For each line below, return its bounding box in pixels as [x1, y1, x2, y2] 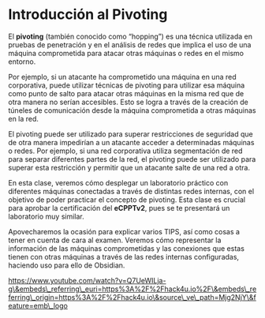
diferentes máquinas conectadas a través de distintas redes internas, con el [8, 186, 255, 196]
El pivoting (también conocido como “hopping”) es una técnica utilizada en [8, 32, 252, 41]
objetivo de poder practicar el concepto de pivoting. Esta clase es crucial [8, 195, 246, 204]
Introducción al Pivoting [8, 6, 168, 24]
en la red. [8, 114, 39, 123]
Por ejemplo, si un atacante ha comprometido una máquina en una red [8, 72, 237, 81]
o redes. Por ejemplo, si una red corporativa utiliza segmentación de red [8, 146, 243, 155]
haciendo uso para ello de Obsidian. [8, 260, 125, 270]
